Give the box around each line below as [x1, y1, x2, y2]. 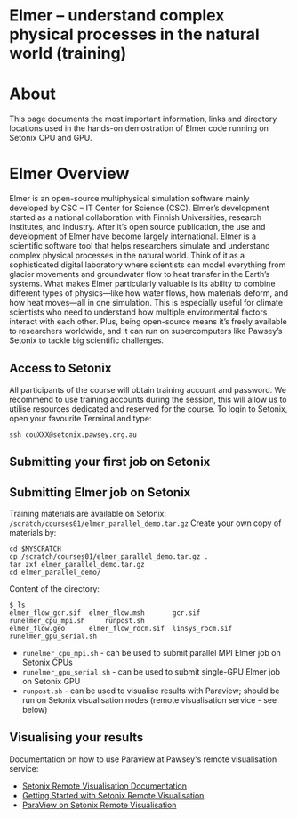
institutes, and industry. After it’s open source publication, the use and [9, 222, 266, 233]
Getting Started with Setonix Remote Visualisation [21, 789, 205, 800]
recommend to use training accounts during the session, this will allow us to [9, 394, 287, 405]
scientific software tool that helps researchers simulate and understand [9, 241, 270, 251]
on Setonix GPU [21, 676, 81, 687]
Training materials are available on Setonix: [9, 509, 167, 519]
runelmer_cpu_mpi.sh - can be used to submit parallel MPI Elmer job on [21, 648, 282, 658]
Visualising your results [9, 730, 144, 745]
